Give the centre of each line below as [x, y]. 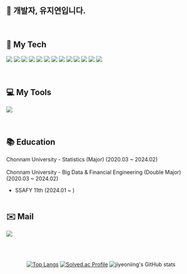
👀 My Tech [26, 45]
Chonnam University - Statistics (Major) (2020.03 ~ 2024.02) [82, 160]
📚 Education [31, 142]
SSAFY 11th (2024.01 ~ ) [45, 190]
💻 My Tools [29, 92]
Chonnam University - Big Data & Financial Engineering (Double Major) [94, 172]
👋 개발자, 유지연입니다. [46, 11]
